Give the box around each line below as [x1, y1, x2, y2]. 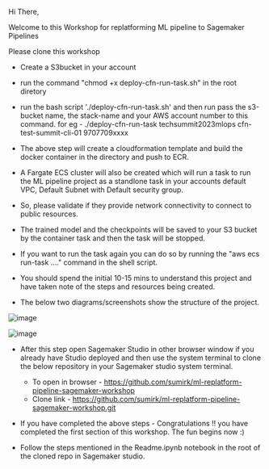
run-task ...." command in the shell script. [19, 258, 158, 267]
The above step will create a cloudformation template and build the [19, 144, 244, 153]
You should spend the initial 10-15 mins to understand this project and [19, 274, 252, 283]
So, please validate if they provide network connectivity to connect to [19, 201, 252, 210]
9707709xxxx [83, 128, 129, 137]
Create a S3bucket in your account [19, 62, 137, 72]
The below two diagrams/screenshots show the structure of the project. [19, 298, 260, 307]
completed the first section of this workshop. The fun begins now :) [19, 427, 245, 437]
